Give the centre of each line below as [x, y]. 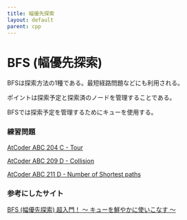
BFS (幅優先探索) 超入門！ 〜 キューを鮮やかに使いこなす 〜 [92, 209]
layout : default [30, 20]
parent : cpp [24, 26]
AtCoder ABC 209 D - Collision [51, 161]
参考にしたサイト [35, 193]
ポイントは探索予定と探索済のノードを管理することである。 [91, 98]
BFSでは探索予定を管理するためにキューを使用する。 [82, 112]
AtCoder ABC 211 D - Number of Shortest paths [74, 174]
